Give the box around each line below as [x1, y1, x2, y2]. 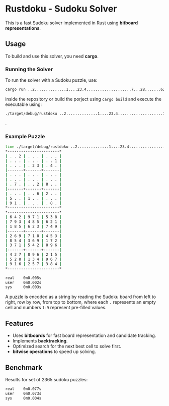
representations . [5, 25, 41, 31]
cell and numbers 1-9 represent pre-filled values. [5, 305, 107, 311]
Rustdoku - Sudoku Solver [5, 3, 117, 15]
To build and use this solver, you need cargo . [5, 53, 99, 59]
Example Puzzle [5, 133, 45, 140]
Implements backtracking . [12, 338, 68, 344]
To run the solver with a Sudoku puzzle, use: [5, 77, 98, 83]
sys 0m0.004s [5, 395, 42, 401]
